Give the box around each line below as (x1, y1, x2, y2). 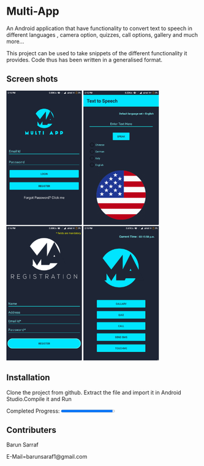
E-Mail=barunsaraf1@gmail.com (6, 453, 88, 460)
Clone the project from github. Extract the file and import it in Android (6, 389, 182, 396)
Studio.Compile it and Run (6, 395, 72, 403)
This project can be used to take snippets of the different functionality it (6, 49, 187, 56)
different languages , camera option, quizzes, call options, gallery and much (6, 31, 198, 38)
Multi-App (6, 4, 59, 18)
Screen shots (6, 74, 58, 84)
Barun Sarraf (6, 441, 39, 449)
